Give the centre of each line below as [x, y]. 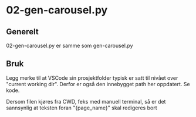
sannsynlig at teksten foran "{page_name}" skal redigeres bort [82, 108]
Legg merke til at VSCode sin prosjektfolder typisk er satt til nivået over [92, 78]
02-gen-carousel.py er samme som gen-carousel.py [70, 45]
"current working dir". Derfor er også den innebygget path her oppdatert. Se [98, 84]
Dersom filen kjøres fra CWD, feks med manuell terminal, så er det [86, 101]
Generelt [23, 32]
